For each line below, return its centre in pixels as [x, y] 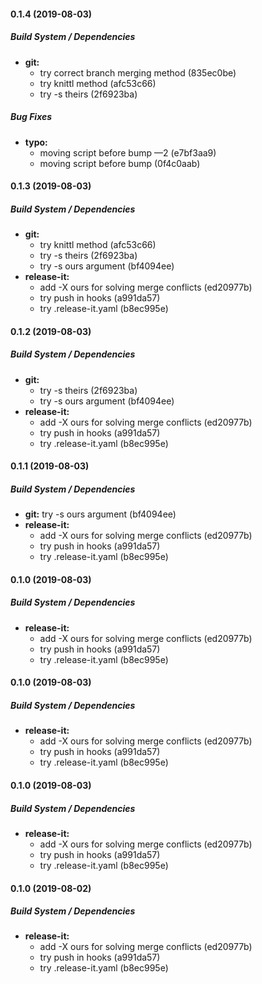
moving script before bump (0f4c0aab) [120, 163]
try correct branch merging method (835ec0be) [138, 72]
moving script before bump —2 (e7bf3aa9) [128, 152]
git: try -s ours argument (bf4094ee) [100, 514]
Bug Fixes [31, 117]
